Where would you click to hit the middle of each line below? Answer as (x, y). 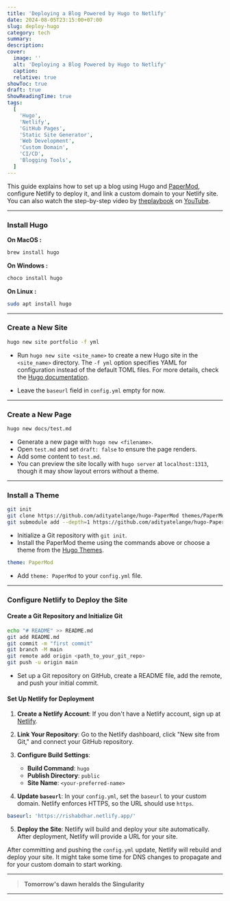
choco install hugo (35, 278)
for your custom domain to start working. (65, 865)
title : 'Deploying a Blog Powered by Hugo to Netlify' (87, 13)
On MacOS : (25, 239)
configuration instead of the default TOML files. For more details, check (118, 370)
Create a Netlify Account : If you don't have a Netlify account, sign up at (119, 714)
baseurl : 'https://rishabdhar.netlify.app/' (72, 816)
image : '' (27, 58)
